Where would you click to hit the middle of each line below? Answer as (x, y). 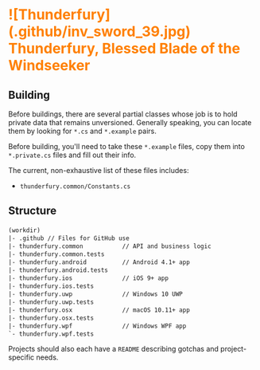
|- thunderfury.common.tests (56, 254)
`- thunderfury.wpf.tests (51, 334)
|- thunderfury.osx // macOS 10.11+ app (99, 310)
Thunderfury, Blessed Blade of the (124, 49)
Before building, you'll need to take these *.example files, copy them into (126, 146)
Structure (33, 211)
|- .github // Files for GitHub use (69, 238)
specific (21, 357)
